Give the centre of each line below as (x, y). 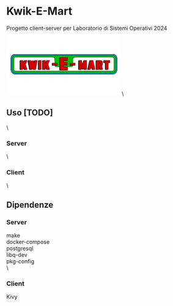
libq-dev (17, 255)
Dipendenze (30, 205)
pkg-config (20, 262)
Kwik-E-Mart (39, 11)
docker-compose (28, 242)
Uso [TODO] (30, 113)
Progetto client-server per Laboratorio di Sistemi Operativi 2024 (87, 28)
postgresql (20, 249)
